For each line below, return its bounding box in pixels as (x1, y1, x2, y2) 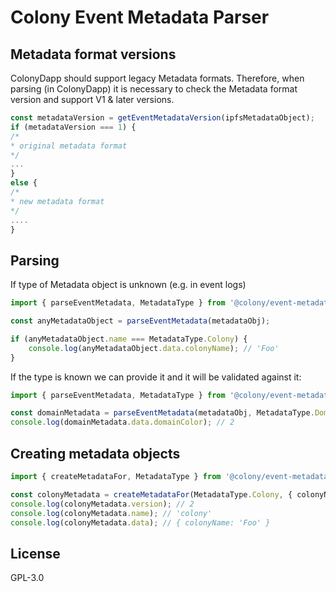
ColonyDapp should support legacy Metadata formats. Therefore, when (10, 72, 305, 84)
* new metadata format (10, 196, 105, 206)
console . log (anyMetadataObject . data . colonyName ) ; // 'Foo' (28, 343, 280, 353)
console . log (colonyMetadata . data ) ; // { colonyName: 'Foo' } (10, 517, 271, 528)
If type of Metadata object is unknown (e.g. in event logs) (10, 279, 247, 291)
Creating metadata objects (10, 445, 181, 462)
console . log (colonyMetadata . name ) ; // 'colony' (10, 508, 213, 518)
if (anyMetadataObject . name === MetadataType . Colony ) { (10, 334, 248, 344)
